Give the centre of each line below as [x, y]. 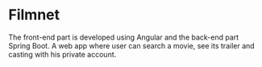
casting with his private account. [62, 54]
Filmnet [34, 15]
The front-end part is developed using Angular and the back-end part [124, 37]
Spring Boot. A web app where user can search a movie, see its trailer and [132, 45]
